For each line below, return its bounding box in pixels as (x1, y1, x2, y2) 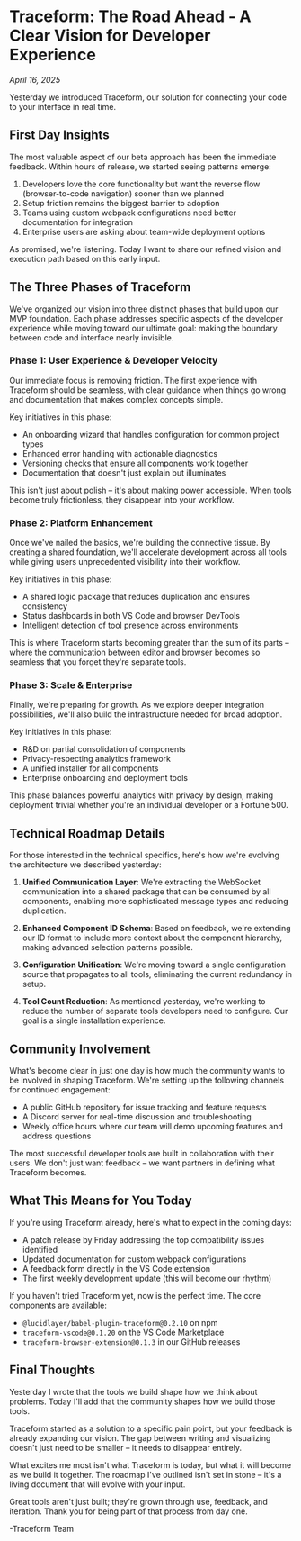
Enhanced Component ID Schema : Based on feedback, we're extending (22, 923, 291, 934)
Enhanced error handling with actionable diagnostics (22, 448, 218, 458)
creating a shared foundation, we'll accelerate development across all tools (9, 547, 288, 557)
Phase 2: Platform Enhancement (9, 516, 153, 529)
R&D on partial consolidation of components (22, 744, 186, 755)
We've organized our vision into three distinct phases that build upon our (9, 304, 279, 314)
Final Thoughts (9, 1363, 96, 1378)
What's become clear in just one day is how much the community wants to (9, 1065, 286, 1076)
